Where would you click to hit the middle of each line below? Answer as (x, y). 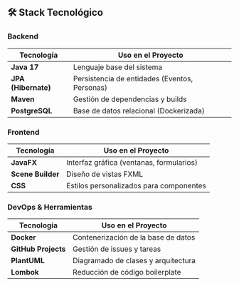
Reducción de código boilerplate (127, 272)
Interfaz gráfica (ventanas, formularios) (132, 162)
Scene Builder (35, 174)
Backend (23, 36)
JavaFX (24, 162)
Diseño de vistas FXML (105, 174)
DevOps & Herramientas (50, 207)
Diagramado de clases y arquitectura (134, 261)
